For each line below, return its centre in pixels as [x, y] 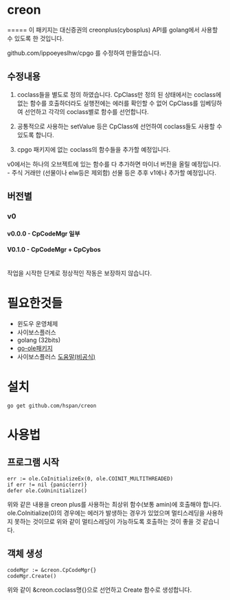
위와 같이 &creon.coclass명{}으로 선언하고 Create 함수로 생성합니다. [100, 590]
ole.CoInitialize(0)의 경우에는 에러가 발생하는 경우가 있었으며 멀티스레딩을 [106, 513]
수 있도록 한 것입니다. [35, 38]
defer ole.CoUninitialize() [47, 491]
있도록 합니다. [36, 135]
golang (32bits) [39, 340]
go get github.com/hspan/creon [52, 406]
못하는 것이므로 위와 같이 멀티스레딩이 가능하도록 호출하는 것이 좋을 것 [107, 521]
